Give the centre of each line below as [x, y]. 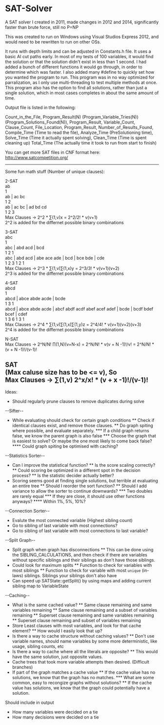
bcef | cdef [16, 314]
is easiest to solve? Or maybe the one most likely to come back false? [82, 441]
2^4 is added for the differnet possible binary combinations [64, 330]
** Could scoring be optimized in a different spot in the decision [76, 470]
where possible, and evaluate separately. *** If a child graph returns [81, 431]
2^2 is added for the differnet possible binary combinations [64, 222]
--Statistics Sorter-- [25, 456]
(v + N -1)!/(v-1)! [21, 349]
